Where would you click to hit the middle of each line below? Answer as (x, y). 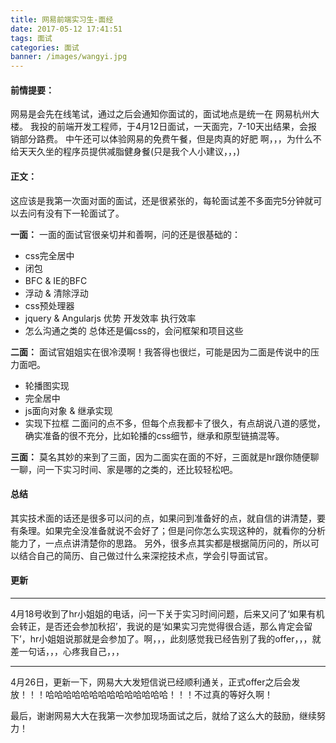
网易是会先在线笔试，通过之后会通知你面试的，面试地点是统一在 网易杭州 (160, 114)
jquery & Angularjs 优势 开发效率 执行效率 (110, 318)
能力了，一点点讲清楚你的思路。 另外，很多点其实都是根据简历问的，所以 (160, 543)
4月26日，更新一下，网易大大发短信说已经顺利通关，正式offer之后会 (151, 682)
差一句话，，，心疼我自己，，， (67, 651)
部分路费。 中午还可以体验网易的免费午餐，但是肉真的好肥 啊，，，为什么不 (170, 139)
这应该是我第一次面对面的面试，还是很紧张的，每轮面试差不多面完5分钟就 (162, 200)
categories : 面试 (45, 47)
